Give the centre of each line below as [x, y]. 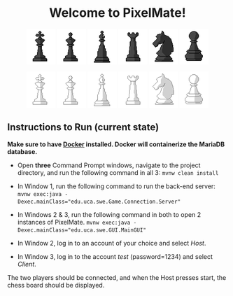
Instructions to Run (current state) [83, 127]
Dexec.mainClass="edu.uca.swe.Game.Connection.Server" [99, 202]
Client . [27, 264]
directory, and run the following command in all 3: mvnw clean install [118, 172]
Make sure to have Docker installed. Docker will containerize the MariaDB [116, 144]
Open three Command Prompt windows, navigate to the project [109, 165]
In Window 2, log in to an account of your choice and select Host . [112, 243]
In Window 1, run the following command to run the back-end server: [116, 186]
